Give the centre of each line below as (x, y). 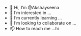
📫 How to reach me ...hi (34, 28)
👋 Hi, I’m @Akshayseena (34, 8)
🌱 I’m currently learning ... (36, 18)
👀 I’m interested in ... (30, 13)
